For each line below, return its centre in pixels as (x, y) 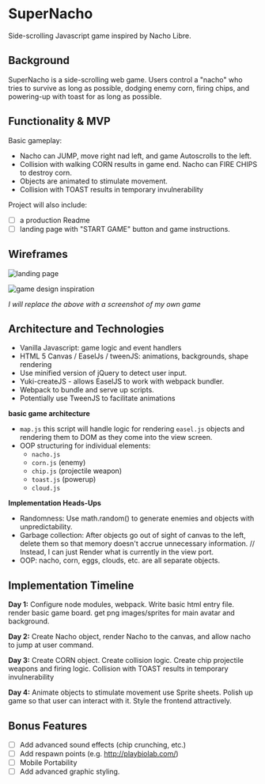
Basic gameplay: (35, 140)
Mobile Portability (48, 763)
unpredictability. (46, 527)
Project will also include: (48, 205)
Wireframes (38, 254)
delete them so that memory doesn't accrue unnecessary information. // (137, 543)
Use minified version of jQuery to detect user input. (103, 373)
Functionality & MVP (59, 121)
